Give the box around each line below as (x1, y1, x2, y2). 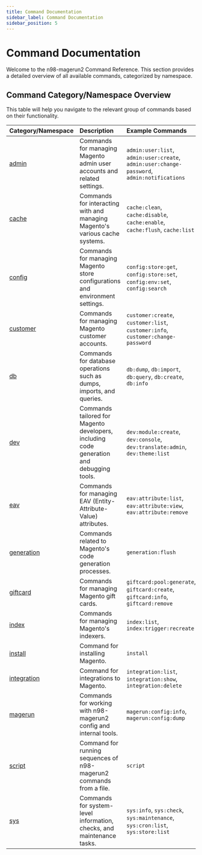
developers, (79, 427, 113, 435)
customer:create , (126, 311, 174, 320)
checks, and (79, 824, 114, 833)
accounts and (79, 167, 118, 175)
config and (79, 722, 110, 730)
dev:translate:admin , (126, 443, 187, 451)
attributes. (79, 520, 108, 528)
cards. (79, 599, 97, 608)
